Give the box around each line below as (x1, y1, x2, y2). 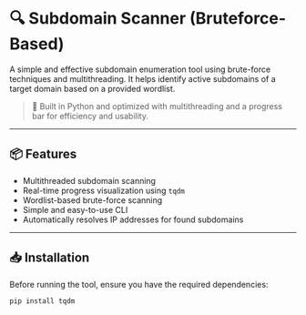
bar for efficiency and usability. (31, 110, 148, 121)
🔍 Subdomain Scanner (9, 8, 187, 29)
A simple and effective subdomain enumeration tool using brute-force (9, 64, 271, 75)
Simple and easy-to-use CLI (22, 204, 128, 215)
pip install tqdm (9, 296, 76, 306)
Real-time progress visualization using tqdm (22, 185, 185, 196)
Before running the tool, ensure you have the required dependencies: (9, 279, 269, 290)
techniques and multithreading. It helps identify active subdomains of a (9, 73, 276, 84)
